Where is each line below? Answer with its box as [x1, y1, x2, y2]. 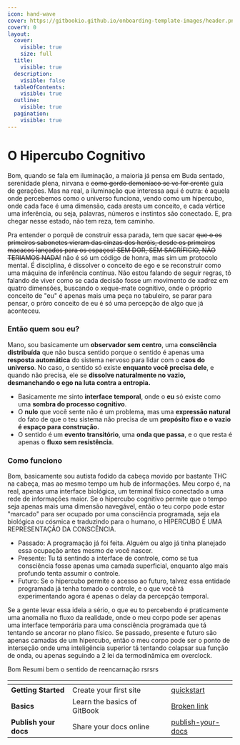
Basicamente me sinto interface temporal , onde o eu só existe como [17, 392, 221, 401]
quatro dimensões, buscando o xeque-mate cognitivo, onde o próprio [7, 284, 212, 292]
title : [14, 57, 34, 64]
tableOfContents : [14, 84, 66, 91]
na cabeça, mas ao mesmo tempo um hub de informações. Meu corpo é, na [7, 479, 231, 488]
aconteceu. [7, 306, 41, 315]
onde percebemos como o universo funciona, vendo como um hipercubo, [7, 194, 224, 202]
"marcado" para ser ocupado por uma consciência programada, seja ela [7, 510, 220, 519]
